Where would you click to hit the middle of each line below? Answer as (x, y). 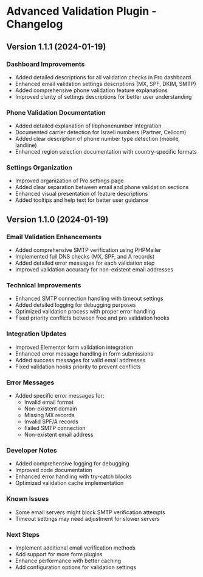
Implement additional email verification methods (75, 548)
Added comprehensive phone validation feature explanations (91, 90)
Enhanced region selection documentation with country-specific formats (106, 152)
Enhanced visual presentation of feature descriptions (81, 194)
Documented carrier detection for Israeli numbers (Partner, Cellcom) (101, 132)
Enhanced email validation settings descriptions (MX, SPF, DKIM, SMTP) (105, 84)
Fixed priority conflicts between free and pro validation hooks (92, 318)
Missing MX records (49, 415)
